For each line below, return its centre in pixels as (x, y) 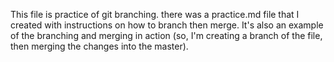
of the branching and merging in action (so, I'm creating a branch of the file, (166, 35)
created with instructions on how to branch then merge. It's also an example (167, 25)
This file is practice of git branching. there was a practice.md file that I (155, 14)
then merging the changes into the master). (99, 46)
